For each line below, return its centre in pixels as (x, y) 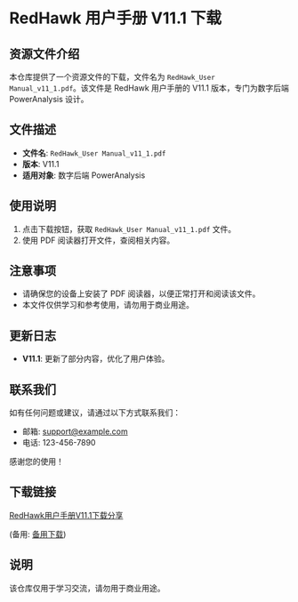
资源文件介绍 (44, 54)
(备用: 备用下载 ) (38, 534)
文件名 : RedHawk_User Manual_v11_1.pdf (94, 153)
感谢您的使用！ (36, 462)
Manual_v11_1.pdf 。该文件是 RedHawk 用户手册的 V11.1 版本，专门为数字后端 (149, 88)
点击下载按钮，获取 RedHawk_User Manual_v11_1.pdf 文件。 (129, 229)
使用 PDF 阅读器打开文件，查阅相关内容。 (98, 240)
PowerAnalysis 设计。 (49, 99)
